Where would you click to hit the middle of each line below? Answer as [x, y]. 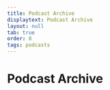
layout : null [26, 26]
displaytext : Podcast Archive [50, 20]
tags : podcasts [29, 45]
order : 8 [19, 39]
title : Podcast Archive [41, 13]
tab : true [21, 32]
